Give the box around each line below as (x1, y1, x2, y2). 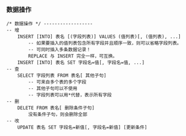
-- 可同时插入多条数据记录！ (28, 47, 91, 53)
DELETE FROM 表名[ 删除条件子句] (17, 105, 95, 111)
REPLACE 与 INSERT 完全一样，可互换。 (28, 53, 118, 59)
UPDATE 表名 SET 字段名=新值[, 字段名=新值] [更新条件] (17, 124, 148, 131)
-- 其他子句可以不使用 (28, 85, 77, 92)
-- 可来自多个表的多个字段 (28, 79, 87, 85)
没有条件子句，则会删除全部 (28, 112, 87, 118)
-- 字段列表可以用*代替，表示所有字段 (28, 92, 112, 98)
